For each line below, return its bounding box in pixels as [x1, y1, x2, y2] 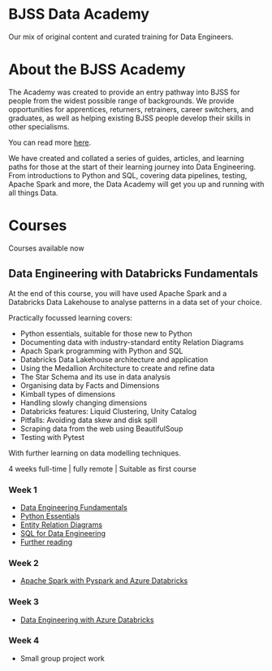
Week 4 [8, 635, 40, 647]
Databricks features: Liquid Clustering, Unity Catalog [19, 406, 197, 416]
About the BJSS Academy [8, 60, 186, 79]
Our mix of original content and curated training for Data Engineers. [8, 32, 234, 41]
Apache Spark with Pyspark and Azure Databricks [19, 576, 188, 586]
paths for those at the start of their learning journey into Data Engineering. [8, 162, 257, 172]
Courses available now [8, 243, 84, 253]
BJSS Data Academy [8, 5, 150, 24]
